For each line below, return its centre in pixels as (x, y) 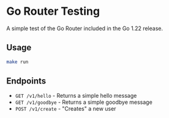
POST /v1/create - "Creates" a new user (66, 109)
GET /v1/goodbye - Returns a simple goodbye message (84, 102)
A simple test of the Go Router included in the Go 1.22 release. (85, 28)
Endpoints (26, 81)
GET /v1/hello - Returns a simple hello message (76, 96)
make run (17, 62)
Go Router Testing (53, 11)
